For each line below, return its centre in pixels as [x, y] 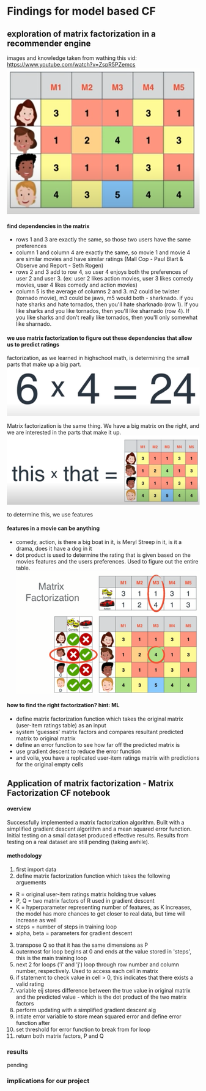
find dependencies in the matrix [48, 226]
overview [19, 809]
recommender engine [49, 43]
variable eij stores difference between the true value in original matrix [103, 990]
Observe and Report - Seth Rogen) [60, 266]
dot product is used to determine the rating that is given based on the [103, 555]
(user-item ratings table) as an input [61, 725]
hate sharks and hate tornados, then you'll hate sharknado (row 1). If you [107, 304]
